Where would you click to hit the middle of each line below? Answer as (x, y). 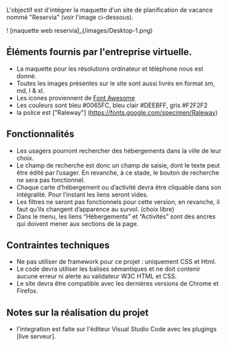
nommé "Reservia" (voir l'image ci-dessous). (70, 17)
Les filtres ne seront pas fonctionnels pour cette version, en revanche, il (118, 201)
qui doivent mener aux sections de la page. (77, 223)
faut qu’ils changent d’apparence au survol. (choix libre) (95, 209)
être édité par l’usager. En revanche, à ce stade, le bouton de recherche (118, 172)
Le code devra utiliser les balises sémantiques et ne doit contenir (108, 269)
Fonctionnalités (41, 134)
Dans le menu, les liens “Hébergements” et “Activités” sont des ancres (116, 216)
